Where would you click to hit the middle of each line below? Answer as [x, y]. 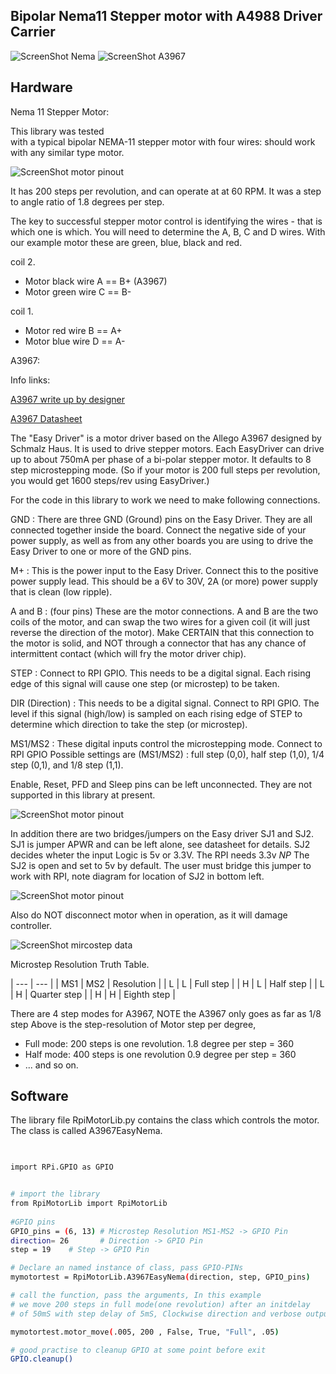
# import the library [55, 1194]
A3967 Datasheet [46, 418]
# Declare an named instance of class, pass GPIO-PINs [127, 1268]
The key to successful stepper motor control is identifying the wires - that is [166, 221]
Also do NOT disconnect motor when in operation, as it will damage [149, 915]
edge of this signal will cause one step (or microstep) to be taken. [145, 683]
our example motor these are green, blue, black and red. [126, 242]
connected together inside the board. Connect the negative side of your [158, 530]
